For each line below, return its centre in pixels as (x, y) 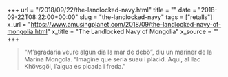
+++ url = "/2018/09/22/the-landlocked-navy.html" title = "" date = (102, 10)
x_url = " (19, 24)
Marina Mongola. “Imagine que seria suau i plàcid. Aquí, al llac (112, 59)
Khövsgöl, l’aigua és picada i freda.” (75, 66)
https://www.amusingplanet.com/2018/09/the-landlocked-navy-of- (126, 24)
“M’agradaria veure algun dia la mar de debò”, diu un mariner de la (118, 52)
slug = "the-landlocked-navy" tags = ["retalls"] (146, 17)
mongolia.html (28, 31)
